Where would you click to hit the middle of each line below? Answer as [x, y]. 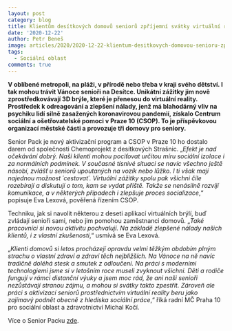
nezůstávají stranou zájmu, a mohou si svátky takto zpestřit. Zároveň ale [112, 285]
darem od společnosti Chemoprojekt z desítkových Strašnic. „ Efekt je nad [112, 149]
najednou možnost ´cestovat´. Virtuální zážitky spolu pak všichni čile [105, 178]
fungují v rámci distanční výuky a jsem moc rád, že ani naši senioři [103, 278]
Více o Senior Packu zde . [43, 320]
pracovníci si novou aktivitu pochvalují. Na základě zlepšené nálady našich [115, 228]
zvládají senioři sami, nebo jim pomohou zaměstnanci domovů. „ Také [106, 220]
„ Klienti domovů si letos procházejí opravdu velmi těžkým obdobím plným [112, 248]
